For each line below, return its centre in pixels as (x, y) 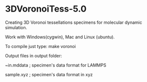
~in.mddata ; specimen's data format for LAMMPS (56, 65)
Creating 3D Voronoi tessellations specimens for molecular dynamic (73, 22)
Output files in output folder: (34, 56)
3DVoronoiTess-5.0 (46, 9)
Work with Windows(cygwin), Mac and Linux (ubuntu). (60, 37)
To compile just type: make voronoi (40, 46)
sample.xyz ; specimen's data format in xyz (49, 74)
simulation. (16, 27)
